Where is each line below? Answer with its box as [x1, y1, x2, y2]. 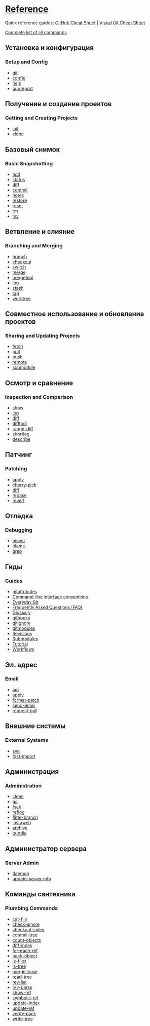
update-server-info [12, 875, 51, 881]
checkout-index [12, 926, 44, 932]
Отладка [5, 512, 33, 520]
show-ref [12, 989, 31, 995]
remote [12, 359, 27, 365]
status [12, 177, 25, 182]
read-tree [12, 974, 32, 980]
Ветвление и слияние [5, 228, 75, 236]
